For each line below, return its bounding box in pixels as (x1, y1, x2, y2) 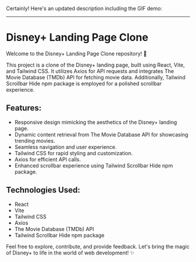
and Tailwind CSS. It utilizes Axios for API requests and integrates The (6, 67, 174, 75)
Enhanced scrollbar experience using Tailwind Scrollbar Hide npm (14, 162, 173, 169)
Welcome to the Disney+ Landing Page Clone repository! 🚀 (6, 50, 147, 57)
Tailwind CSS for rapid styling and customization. (14, 149, 133, 156)
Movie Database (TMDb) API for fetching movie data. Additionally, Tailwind (6, 74, 185, 81)
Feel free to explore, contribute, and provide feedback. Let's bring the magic (6, 243, 190, 250)
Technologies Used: (6, 185, 80, 195)
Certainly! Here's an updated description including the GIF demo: (6, 5, 162, 12)
